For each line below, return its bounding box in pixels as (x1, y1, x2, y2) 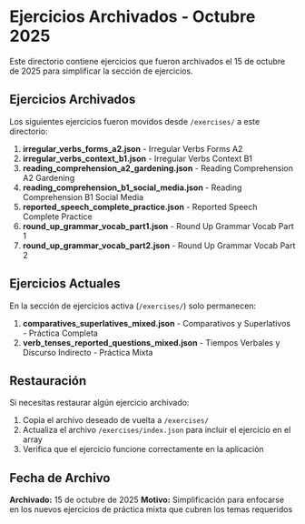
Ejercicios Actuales (9, 276, 121, 292)
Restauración (9, 373, 87, 388)
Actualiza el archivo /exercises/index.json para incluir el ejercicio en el (22, 425, 291, 436)
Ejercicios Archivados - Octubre (9, 6, 256, 27)
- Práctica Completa (22, 327, 98, 338)
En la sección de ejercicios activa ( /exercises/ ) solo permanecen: (9, 300, 257, 311)
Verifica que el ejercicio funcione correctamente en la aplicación (22, 444, 265, 455)
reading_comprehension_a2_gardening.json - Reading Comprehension (22, 162, 293, 174)
